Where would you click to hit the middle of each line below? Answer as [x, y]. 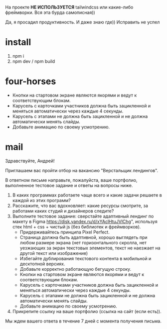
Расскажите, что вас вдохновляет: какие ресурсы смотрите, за [80, 206]
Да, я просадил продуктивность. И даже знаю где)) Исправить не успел [83, 22]
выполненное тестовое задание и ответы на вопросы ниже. [69, 185]
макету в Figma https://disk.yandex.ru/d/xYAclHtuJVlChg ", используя [85, 221]
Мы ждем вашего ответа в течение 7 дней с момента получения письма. [83, 321]
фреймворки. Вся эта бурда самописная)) [50, 12]
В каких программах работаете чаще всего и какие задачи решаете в [87, 195]
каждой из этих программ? [42, 200]
